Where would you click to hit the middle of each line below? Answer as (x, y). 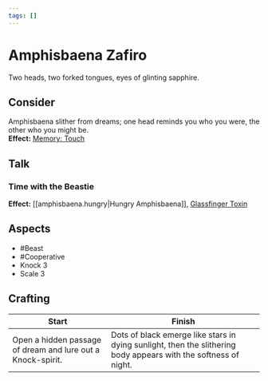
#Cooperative (42, 256)
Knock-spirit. (37, 359)
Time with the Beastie (51, 186)
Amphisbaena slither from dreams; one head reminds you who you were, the (134, 121)
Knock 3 (33, 265)
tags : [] (23, 16)
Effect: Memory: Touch (47, 139)
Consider (32, 102)
